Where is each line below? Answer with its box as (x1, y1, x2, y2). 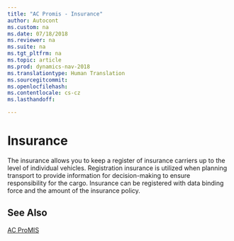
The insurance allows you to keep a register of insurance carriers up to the (7, 156, 225, 164)
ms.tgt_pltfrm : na (7, 50, 62, 57)
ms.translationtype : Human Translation (7, 69, 126, 77)
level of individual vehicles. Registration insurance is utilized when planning (7, 164, 228, 172)
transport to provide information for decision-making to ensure (7, 171, 191, 179)
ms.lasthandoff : (7, 96, 55, 103)
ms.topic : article (7, 57, 62, 64)
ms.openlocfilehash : (7, 83, 69, 90)
